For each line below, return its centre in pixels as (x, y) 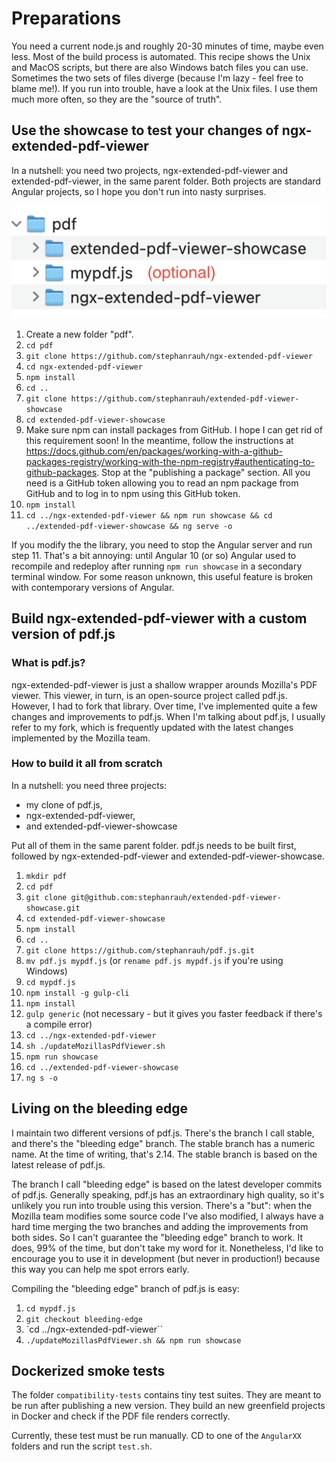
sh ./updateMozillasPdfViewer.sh (95, 1046)
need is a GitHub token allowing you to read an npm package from (162, 483)
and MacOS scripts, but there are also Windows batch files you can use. (160, 67)
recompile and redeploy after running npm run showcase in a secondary (157, 566)
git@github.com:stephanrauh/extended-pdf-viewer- (176, 897)
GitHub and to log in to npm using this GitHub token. (133, 493)
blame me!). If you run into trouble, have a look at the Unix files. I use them (164, 88)
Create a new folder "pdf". (79, 334)
